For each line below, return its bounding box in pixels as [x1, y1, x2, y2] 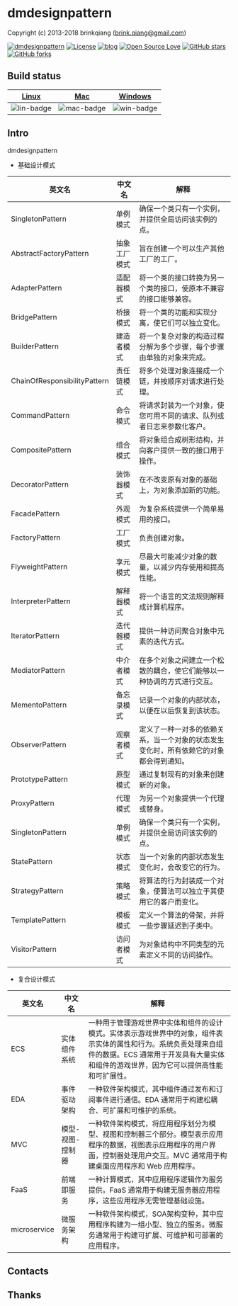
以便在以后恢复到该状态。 [139, 705, 225, 715]
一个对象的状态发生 [160, 734, 225, 744]
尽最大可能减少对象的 [139, 551, 210, 561]
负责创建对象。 [139, 533, 189, 543]
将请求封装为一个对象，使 [139, 400, 225, 410]
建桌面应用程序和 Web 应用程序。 [88, 1161, 200, 1171]
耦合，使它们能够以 [153, 666, 217, 676]
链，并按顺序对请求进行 [139, 376, 217, 386]
